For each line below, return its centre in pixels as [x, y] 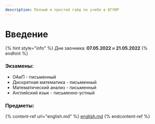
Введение [27, 34]
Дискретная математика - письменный [55, 82]
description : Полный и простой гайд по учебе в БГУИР [62, 10]
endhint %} [17, 53]
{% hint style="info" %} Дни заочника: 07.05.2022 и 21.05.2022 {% [77, 48]
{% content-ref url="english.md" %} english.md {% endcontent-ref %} [78, 117]
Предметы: [20, 106]
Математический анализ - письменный [54, 87]
